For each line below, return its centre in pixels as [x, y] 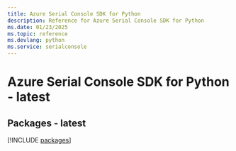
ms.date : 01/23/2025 [38, 27]
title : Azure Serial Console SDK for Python [74, 14]
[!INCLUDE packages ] [39, 140]
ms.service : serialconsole [47, 47]
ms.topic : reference [38, 34]
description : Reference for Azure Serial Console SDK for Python [106, 21]
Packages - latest [47, 123]
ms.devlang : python [36, 40]
